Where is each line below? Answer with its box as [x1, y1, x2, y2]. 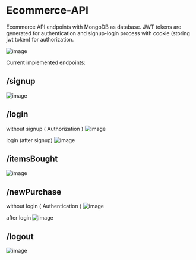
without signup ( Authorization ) [6, 125, 84, 132]
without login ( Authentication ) [6, 203, 82, 210]
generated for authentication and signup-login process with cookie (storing [6, 29, 190, 36]
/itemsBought [6, 154, 58, 164]
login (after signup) [6, 136, 53, 143]
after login [6, 214, 31, 221]
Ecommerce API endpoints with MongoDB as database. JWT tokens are [6, 23, 182, 30]
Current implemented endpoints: [6, 59, 86, 66]
